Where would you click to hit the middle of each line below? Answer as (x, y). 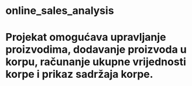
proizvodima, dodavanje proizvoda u (96, 50)
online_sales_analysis (60, 11)
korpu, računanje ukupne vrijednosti (96, 62)
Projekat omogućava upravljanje (86, 37)
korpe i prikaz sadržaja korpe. (79, 74)
